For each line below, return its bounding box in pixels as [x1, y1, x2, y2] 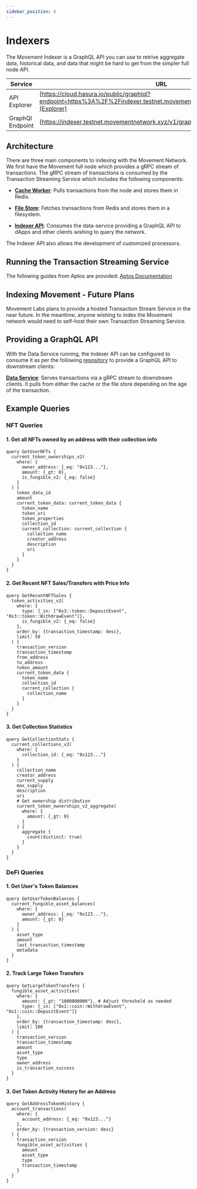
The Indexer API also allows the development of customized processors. [6, 240, 181, 247]
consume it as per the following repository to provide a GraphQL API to [6, 356, 177, 363]
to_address [16, 659, 43, 665]
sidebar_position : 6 [6, 8, 57, 15]
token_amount [16, 665, 49, 671]
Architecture [6, 141, 54, 151]
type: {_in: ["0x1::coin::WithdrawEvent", [21, 1003, 127, 1010]
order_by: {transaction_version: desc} [16, 1127, 114, 1133]
